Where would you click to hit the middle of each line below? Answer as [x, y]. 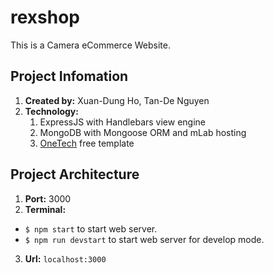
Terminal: [45, 209]
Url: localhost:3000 [65, 258]
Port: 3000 [48, 198]
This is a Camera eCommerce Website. [90, 45]
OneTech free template [87, 143]
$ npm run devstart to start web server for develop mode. [144, 239]
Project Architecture [75, 174]
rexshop [45, 17]
